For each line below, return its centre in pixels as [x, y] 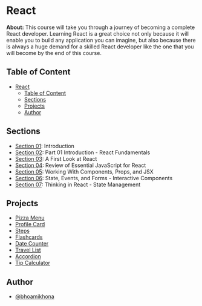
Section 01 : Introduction [44, 146]
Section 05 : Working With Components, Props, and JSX [84, 171]
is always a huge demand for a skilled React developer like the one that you [100, 47]
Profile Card [30, 224]
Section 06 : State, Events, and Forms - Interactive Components [94, 178]
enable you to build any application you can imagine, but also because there [101, 40]
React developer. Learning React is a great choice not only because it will [98, 33]
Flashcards [29, 237]
